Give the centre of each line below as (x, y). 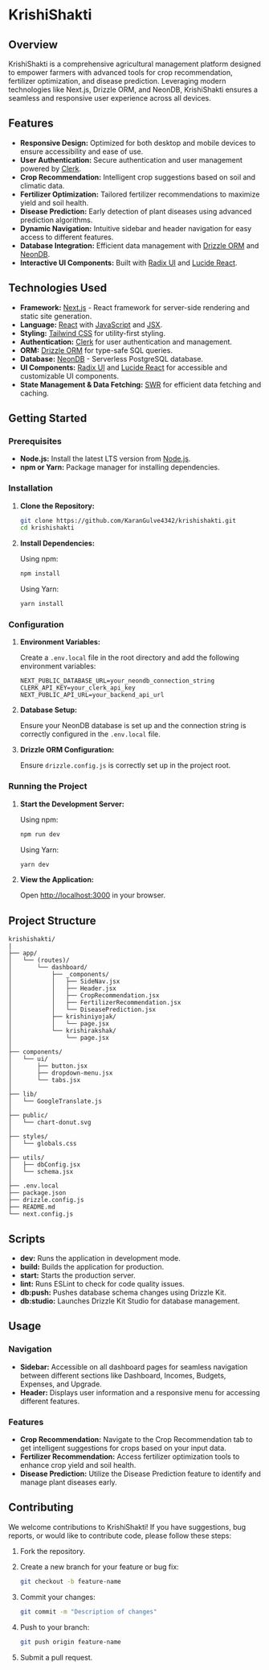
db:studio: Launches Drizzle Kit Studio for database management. (130, 1301)
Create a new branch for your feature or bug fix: (99, 1566)
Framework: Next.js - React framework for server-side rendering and (135, 307)
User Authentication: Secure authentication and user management (131, 160)
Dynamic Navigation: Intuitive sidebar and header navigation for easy (136, 228)
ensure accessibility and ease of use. (82, 151)
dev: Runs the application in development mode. (100, 1258)
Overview (33, 45)
